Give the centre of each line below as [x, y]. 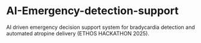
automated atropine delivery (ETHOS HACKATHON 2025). [78, 33]
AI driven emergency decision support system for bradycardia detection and [100, 27]
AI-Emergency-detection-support [92, 11]
